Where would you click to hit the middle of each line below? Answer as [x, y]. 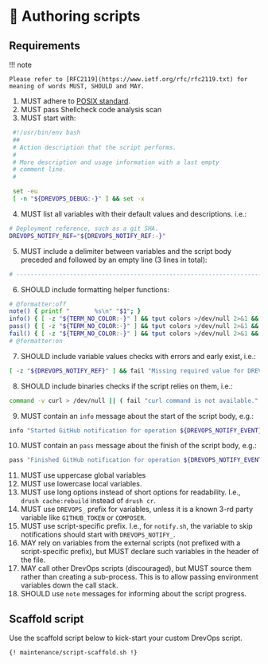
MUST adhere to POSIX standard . [75, 101]
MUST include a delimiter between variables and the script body [126, 251]
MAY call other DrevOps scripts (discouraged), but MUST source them [136, 568]
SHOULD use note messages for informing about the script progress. [134, 594]
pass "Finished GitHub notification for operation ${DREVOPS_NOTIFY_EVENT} [137, 460]
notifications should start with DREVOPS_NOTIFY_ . [98, 535]
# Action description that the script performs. [95, 147]
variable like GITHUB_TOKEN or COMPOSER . [83, 518]
